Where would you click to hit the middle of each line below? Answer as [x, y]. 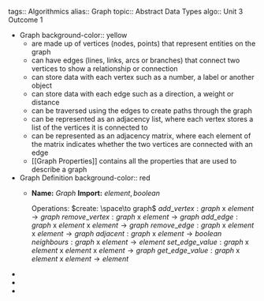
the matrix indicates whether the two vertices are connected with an [142, 144]
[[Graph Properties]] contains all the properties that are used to [134, 161]
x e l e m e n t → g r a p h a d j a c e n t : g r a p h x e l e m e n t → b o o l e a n [126, 233]
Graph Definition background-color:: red [85, 178]
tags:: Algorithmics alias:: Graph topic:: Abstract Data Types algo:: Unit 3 [126, 11]
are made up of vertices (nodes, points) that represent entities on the [143, 43]
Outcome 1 [26, 20]
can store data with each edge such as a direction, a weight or [132, 94]
